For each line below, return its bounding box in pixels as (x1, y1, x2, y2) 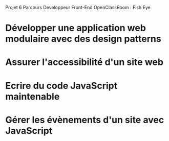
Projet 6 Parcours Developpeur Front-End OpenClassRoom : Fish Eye (5, 5, 151, 10)
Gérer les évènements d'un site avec (5, 114, 164, 126)
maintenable (5, 90, 60, 102)
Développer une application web (5, 22, 146, 34)
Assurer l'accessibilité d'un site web (5, 56, 164, 68)
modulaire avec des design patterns (5, 33, 161, 45)
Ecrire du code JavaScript (5, 80, 118, 91)
